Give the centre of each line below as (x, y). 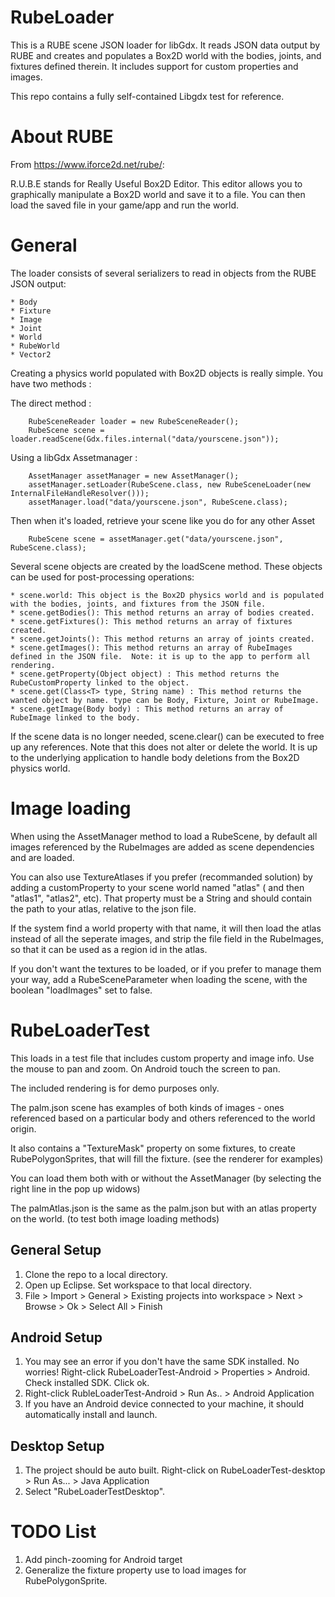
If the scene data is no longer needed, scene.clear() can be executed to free (167, 736)
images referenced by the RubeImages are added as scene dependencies (162, 847)
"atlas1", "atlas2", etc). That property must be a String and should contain (161, 898)
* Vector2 (31, 354)
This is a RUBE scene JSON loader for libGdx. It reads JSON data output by (165, 45)
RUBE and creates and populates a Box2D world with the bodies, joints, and (166, 55)
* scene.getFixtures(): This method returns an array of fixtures (151, 621)
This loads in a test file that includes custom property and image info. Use (162, 1058)
